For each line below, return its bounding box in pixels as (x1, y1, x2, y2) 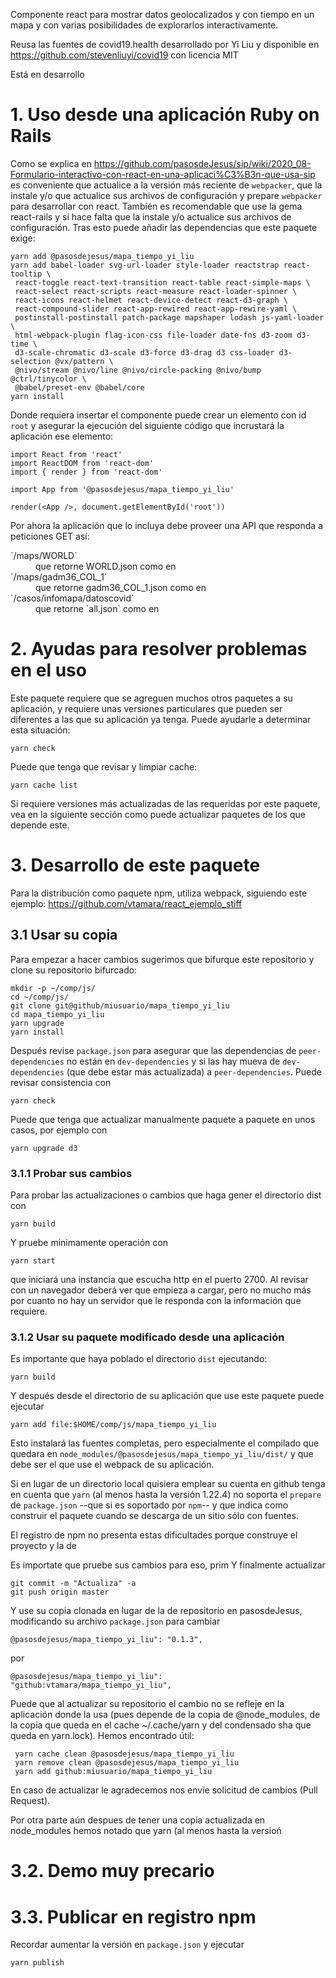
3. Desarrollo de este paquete (10, 854, 261, 877)
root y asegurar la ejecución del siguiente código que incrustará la (10, 419, 285, 431)
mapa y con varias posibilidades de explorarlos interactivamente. (10, 19, 279, 31)
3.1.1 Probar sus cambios (10, 1166, 133, 1180)
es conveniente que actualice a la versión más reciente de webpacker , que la (10, 179, 323, 191)
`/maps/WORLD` (10, 549, 78, 561)
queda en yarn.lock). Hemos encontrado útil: (10, 1730, 195, 1742)
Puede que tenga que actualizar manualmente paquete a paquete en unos (10, 1113, 316, 1125)
